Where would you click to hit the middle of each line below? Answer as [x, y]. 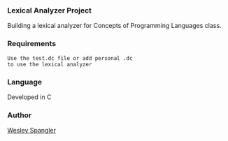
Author [20, 115]
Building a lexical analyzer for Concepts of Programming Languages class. [114, 26]
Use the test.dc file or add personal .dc [70, 58]
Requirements [32, 44]
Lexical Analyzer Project [50, 10]
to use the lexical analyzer [50, 64]
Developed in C [29, 97]
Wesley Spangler [31, 131]
